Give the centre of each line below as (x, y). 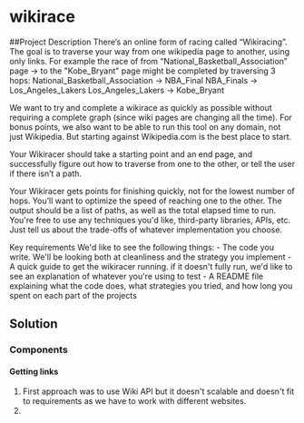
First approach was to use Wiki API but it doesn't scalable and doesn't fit (158, 391)
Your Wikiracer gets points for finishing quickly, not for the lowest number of (152, 191)
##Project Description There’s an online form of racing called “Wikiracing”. (148, 42)
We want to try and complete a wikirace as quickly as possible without (141, 107)
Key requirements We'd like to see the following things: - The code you (142, 247)
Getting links (34, 371)
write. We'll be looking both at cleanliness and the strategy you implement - (151, 257)
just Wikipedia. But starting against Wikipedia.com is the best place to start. (151, 136)
